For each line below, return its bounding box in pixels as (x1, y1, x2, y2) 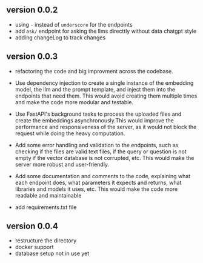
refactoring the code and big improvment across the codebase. (15, 67, 174, 75)
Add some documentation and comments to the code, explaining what (15, 172, 191, 179)
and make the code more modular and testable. (15, 98, 134, 105)
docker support (15, 244, 54, 251)
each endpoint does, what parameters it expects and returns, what (15, 179, 182, 186)
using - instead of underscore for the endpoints (15, 21, 133, 28)
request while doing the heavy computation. (15, 130, 125, 137)
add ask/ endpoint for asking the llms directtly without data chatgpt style (15, 27, 197, 35)
